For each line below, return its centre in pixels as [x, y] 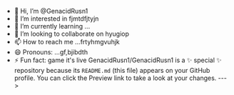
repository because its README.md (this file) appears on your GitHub [112, 70]
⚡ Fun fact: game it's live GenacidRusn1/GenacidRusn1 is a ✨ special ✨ [118, 60]
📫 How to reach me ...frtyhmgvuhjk [67, 42]
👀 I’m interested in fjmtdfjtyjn [56, 19]
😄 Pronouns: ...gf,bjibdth [51, 52]
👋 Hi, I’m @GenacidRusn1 [51, 11]
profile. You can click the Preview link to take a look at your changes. [115, 78]
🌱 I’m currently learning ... [52, 26]
